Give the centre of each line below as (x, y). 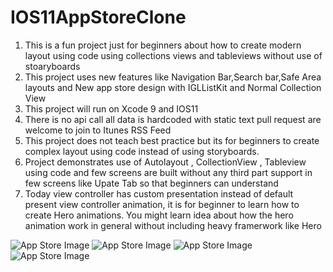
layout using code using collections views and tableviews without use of (173, 55)
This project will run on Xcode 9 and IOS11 (111, 108)
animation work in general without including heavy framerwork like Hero (173, 225)
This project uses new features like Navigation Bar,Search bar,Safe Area (173, 77)
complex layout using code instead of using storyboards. (142, 151)
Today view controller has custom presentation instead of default (159, 193)
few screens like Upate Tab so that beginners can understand (151, 183)
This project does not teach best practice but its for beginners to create (172, 140)
